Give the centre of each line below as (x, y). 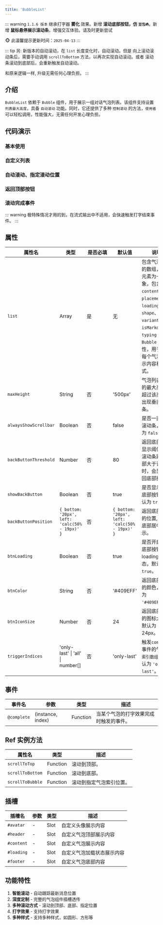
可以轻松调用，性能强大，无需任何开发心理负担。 (54, 114)
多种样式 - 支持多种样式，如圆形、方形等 (53, 917)
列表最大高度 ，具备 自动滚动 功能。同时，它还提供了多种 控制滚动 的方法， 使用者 (81, 108)
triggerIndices (25, 656)
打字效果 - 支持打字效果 (36, 911)
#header (16, 834)
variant (150, 320)
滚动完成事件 (20, 203)
